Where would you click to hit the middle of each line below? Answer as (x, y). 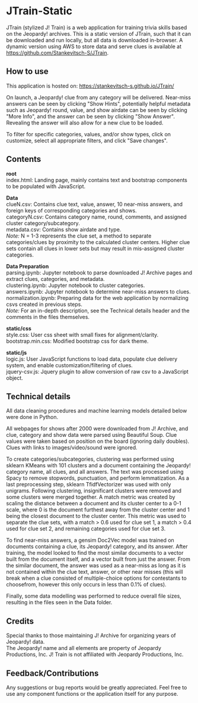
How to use (27, 72)
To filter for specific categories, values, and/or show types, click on (88, 134)
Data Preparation (28, 266)
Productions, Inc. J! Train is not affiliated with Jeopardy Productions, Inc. (95, 654)
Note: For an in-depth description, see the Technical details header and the (98, 310)
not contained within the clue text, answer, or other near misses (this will (95, 572)
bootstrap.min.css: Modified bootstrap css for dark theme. (77, 341)
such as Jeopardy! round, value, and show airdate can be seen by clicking (97, 110)
